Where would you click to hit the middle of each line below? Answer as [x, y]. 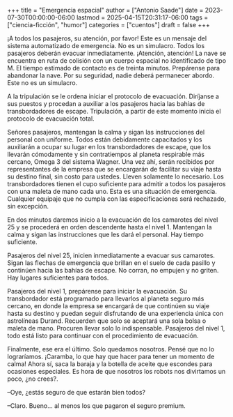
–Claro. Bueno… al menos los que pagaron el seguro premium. [96, 406]
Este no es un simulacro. [42, 83]
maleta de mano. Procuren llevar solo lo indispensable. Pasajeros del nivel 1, [116, 328]
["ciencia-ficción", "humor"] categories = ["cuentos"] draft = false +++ [109, 25]
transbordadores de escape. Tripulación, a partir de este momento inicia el [114, 111]
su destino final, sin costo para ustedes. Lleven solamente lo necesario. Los [115, 176]
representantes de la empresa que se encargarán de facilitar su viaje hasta [114, 169]
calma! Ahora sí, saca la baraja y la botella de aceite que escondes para [110, 364]
